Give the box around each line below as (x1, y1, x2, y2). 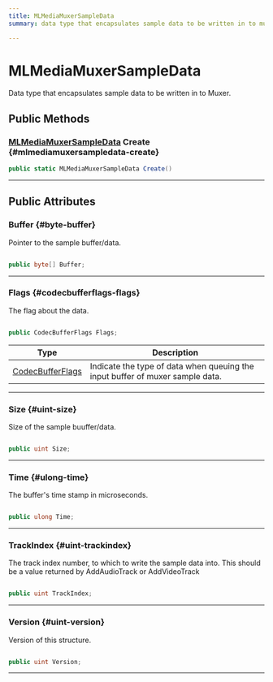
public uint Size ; (8, 445, 71, 453)
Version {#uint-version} (8, 616, 106, 628)
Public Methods (8, 111, 90, 126)
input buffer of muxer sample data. (89, 370, 222, 382)
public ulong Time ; (8, 513, 75, 521)
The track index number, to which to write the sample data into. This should (8, 558, 262, 568)
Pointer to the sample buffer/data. (8, 237, 122, 248)
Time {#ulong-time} (8, 472, 89, 483)
